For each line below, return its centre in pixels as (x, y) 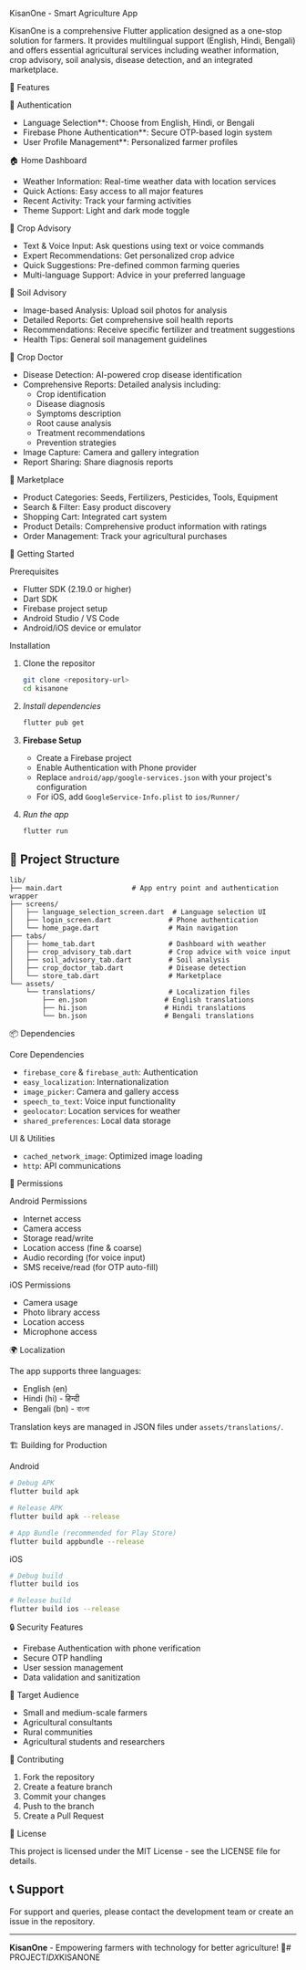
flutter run (45, 831)
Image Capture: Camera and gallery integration (111, 452)
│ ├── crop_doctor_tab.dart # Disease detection (128, 968)
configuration (61, 787)
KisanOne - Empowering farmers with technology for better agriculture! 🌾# (150, 1947)
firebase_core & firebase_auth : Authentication (110, 1072)
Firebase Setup (52, 740)
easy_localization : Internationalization (96, 1082)
